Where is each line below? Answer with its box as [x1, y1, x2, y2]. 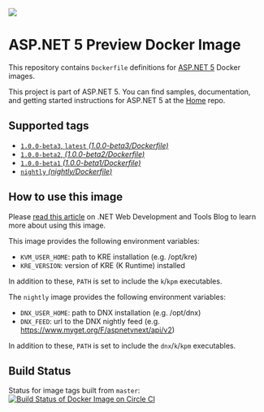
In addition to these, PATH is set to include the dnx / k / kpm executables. [8, 340, 236, 350]
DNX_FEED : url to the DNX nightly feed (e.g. [19, 316, 160, 326]
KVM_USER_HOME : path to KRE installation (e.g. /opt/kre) [19, 252, 197, 262]
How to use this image [8, 190, 123, 204]
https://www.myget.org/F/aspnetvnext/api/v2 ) [19, 325, 175, 335]
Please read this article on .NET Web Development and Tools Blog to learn [8, 211, 257, 221]
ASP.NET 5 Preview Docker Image [8, 36, 241, 54]
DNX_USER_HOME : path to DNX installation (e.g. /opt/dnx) [19, 307, 201, 317]
